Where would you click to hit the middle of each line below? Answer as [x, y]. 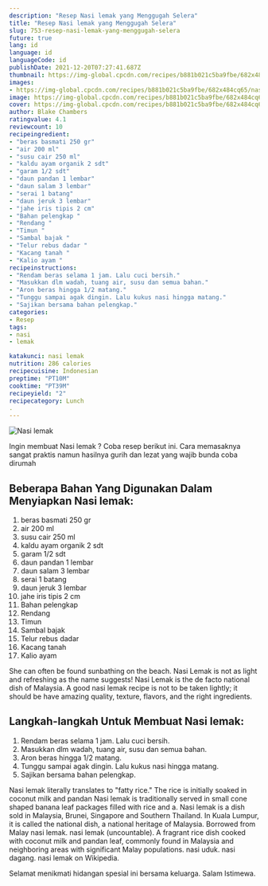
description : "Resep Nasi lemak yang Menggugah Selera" [103, 16]
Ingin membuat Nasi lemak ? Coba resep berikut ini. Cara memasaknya [125, 447]
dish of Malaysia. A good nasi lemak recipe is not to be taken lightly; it [123, 687]
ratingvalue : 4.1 [38, 120]
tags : [18, 327]
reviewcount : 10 [36, 127]
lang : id [23, 45]
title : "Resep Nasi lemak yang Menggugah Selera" [93, 23]
